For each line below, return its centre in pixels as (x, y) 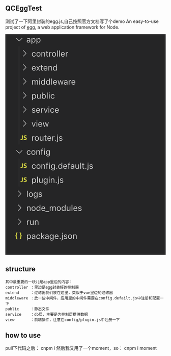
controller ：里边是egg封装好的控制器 (42, 287)
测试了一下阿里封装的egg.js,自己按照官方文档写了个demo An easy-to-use (82, 21)
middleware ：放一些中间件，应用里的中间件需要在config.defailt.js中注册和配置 (83, 298)
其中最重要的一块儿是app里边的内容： (39, 282)
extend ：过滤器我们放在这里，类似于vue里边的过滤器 (59, 293)
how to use (23, 335)
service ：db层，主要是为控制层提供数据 (47, 314)
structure (20, 269)
